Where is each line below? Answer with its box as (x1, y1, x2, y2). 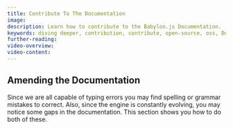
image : (7, 17, 26, 24)
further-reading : (7, 36, 58, 43)
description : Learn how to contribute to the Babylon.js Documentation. (7, 23, 222, 30)
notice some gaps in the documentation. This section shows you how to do (7, 108, 222, 116)
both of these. (7, 115, 47, 123)
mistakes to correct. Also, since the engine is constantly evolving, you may (7, 100, 221, 108)
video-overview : (7, 42, 54, 49)
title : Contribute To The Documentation (7, 10, 126, 17)
